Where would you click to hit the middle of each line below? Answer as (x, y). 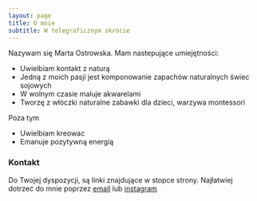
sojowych (36, 85)
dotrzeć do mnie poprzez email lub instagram (83, 188)
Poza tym (24, 118)
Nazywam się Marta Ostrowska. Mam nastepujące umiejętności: (114, 53)
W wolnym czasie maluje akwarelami (80, 94)
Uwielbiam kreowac (52, 133)
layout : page (30, 16)
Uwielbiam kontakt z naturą (65, 69)
